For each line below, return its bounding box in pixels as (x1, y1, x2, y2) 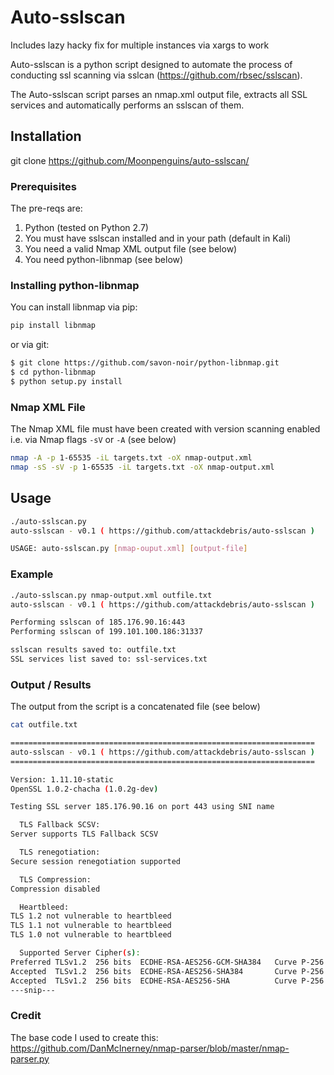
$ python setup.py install (10, 376, 123, 386)
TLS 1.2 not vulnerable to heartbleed (10, 911, 172, 921)
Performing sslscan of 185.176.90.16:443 (10, 617, 186, 628)
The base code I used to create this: (10, 1031, 159, 1043)
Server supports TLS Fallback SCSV (10, 829, 159, 840)
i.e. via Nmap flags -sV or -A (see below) (10, 434, 177, 446)
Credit (10, 1009, 42, 1023)
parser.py (10, 1052, 50, 1065)
